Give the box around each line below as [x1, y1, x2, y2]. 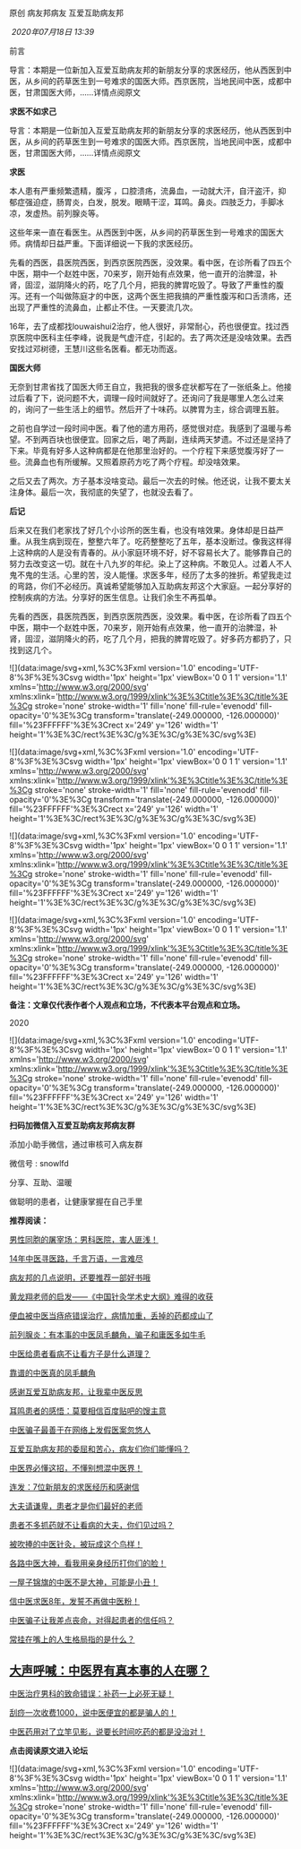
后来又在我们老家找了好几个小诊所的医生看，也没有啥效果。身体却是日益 [9, 525, 276, 536]
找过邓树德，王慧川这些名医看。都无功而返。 [16, 343, 182, 355]
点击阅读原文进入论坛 [9, 1745, 88, 1756]
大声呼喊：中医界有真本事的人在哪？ [9, 1663, 210, 1678]
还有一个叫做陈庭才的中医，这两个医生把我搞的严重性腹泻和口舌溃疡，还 [24, 291, 292, 302]
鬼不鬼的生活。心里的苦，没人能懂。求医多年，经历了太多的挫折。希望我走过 [9, 570, 292, 580]
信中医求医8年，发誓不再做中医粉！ [9, 1596, 141, 1607]
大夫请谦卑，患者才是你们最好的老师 [9, 1501, 143, 1511]
